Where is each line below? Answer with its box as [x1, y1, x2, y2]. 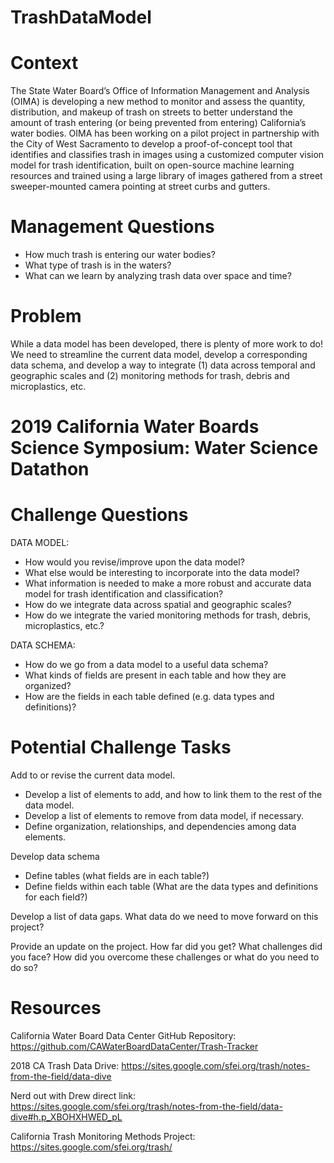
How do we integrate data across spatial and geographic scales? [24, 599, 292, 611]
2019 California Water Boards [10, 416, 260, 438]
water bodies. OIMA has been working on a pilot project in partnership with [10, 127, 320, 140]
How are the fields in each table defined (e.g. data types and [24, 691, 275, 703]
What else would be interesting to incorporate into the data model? [24, 567, 300, 579]
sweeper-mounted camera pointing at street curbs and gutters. [10, 181, 271, 193]
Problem [10, 305, 82, 328]
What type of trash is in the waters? [24, 259, 172, 271]
